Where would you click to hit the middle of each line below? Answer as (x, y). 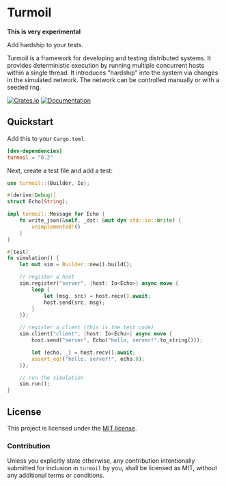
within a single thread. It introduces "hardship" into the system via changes (113, 73)
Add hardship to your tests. (45, 44)
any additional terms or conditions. (56, 475)
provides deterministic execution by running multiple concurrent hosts (106, 65)
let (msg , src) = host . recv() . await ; (97, 296)
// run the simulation (52, 378)
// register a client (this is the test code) (87, 328)
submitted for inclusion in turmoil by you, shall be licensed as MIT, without (112, 468)
